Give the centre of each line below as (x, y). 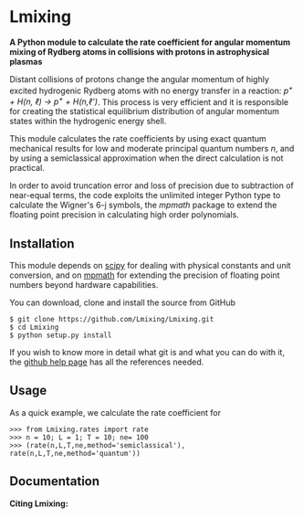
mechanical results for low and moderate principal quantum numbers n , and (152, 149)
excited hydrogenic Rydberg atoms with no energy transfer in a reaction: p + (151, 90)
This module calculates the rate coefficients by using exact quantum (138, 139)
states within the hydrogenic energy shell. (88, 122)
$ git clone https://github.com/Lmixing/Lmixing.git (112, 320)
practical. (27, 168)
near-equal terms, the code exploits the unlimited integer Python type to (145, 196)
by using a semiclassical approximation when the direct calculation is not (146, 158)
